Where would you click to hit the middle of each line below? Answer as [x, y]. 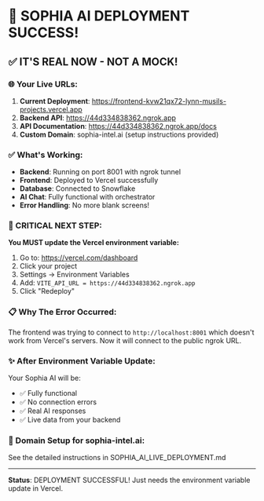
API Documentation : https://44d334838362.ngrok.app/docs [118, 126]
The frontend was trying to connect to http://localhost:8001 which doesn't [131, 332]
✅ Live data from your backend [70, 420]
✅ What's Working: [46, 155]
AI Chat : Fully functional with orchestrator [87, 197]
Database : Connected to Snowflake [77, 188]
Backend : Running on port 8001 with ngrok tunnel [100, 172]
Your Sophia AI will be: [44, 378]
